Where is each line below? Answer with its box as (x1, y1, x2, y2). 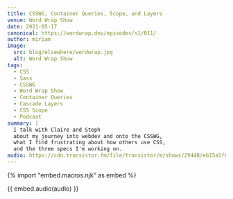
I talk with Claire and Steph (13, 126, 101, 133)
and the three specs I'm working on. (13, 146, 123, 153)
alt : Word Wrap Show (13, 55, 73, 62)
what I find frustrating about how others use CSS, (13, 139, 166, 146)
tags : (7, 62, 23, 69)
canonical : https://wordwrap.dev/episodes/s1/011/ (7, 29, 157, 37)
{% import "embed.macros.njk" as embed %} (7, 171, 137, 179)
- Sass (13, 74, 33, 82)
